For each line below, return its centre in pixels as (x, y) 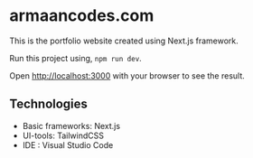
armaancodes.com (82, 16)
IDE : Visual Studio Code (68, 144)
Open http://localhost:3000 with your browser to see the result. (127, 75)
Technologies (49, 104)
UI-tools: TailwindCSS (63, 135)
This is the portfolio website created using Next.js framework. (124, 41)
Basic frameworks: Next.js (71, 125)
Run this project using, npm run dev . (75, 58)
